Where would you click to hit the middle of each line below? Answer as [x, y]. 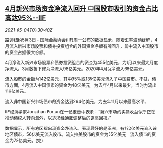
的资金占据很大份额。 [26, 52]
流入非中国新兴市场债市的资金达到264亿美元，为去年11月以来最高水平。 [77, 101]
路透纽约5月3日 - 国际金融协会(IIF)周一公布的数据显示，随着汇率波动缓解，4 [81, 40]
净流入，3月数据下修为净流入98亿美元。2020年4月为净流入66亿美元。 [76, 68]
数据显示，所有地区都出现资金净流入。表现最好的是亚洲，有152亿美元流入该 [81, 128]
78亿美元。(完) [28, 140]
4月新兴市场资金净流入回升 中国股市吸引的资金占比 [81, 9]
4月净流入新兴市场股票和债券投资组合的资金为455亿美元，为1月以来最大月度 [81, 62]
